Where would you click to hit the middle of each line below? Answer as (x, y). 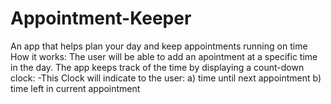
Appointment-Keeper (101, 18)
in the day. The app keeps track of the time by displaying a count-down (157, 67)
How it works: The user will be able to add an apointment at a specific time (164, 56)
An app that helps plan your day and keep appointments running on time (159, 46)
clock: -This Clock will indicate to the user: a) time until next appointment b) (166, 78)
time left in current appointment (75, 88)
